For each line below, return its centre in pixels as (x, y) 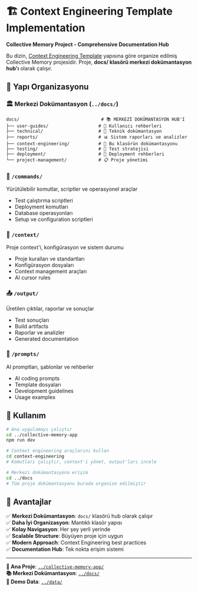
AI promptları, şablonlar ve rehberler (50, 367)
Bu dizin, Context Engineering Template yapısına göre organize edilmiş (92, 55)
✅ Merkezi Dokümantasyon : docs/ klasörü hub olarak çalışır (80, 516)
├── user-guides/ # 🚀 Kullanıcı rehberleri (84, 126)
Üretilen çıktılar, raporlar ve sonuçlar (50, 308)
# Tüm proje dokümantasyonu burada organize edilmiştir (76, 484)
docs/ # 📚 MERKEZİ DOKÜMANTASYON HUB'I (95, 119)
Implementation (46, 28)
